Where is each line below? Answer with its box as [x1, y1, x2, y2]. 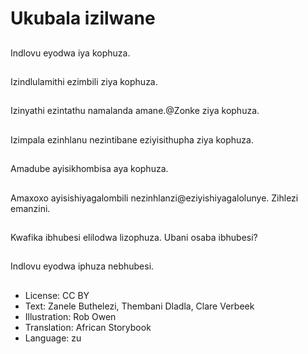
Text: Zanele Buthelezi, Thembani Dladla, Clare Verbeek [24, 300, 255, 312]
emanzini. [10, 202, 51, 214]
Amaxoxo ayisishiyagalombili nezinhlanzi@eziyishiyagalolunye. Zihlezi [10, 192, 299, 204]
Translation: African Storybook [24, 321, 152, 333]
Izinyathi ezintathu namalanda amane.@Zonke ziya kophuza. [10, 105, 260, 117]
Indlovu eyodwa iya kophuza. [10, 47, 131, 59]
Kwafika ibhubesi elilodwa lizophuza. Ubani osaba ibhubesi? [10, 231, 258, 243]
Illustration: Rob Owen [24, 310, 117, 322]
